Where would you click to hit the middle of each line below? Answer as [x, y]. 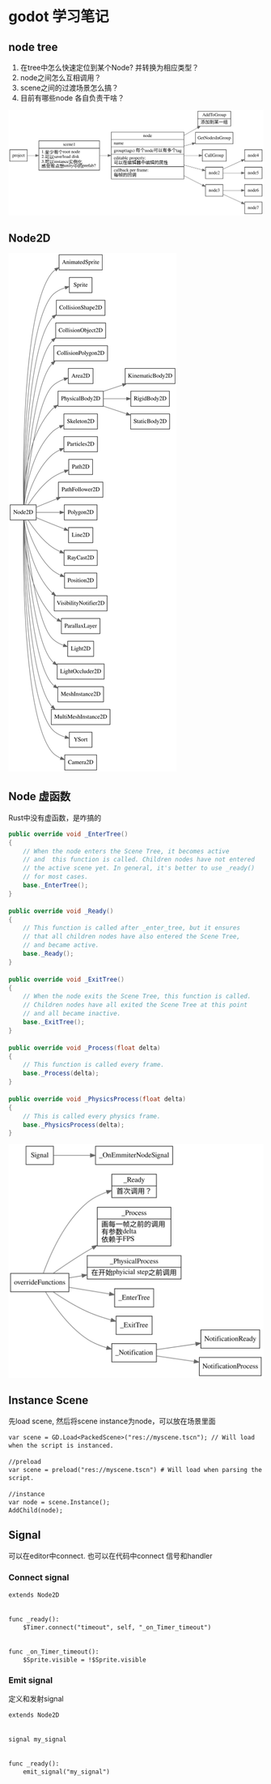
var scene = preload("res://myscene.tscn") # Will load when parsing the [135, 1470]
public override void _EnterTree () [68, 834]
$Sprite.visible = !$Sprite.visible [85, 1660]
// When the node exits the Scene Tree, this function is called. [137, 997]
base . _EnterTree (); [56, 886]
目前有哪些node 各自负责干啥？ [72, 98]
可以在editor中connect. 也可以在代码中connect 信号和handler [110, 1555]
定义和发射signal [36, 1699]
